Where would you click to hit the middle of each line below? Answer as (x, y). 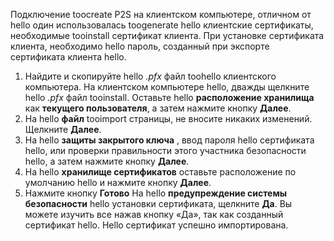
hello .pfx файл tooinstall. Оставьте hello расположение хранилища (169, 97)
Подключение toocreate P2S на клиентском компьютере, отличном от (161, 14)
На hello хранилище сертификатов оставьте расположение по (160, 172)
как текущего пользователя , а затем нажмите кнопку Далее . (158, 108)
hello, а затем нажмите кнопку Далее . (107, 161)
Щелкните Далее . (63, 129)
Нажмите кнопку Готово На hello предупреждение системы (156, 193)
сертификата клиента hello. (68, 57)
